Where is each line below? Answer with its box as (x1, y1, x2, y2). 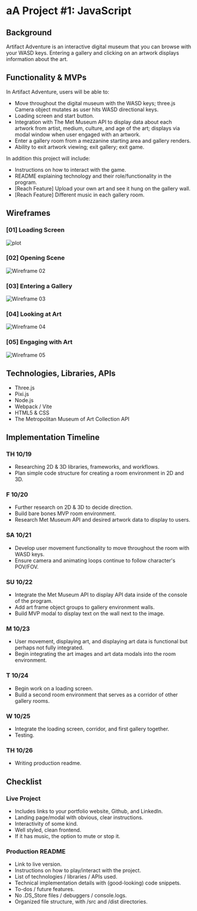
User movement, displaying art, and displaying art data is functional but (14, 638, 188, 645)
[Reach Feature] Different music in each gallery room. (14, 191, 145, 198)
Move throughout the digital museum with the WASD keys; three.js (14, 99, 176, 106)
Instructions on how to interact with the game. (14, 166, 126, 173)
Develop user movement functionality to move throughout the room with (14, 544, 190, 551)
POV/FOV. (14, 563, 39, 570)
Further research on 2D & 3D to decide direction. (14, 504, 133, 511)
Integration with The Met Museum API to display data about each (14, 118, 172, 125)
